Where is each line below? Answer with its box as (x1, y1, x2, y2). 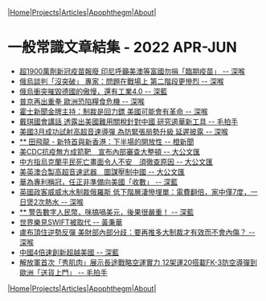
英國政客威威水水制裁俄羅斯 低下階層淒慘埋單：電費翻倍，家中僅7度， (18, 187, 251, 196)
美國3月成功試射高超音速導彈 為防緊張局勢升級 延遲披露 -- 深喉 (18, 126, 229, 136)
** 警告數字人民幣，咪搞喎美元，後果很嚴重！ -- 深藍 (18, 207, 194, 216)
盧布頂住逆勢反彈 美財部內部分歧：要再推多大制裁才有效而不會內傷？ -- (18, 227, 256, 237)
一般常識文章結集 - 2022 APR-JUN (7, 39, 238, 56)
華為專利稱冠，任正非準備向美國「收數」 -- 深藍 (18, 177, 178, 187)
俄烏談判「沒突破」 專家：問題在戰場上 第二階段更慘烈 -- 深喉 (18, 76, 224, 86)
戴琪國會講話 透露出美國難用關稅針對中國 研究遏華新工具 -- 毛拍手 (18, 117, 239, 126)
